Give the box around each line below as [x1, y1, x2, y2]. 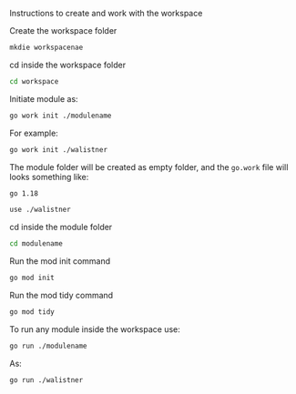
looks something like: [9, 171, 89, 182]
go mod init [9, 273, 55, 283]
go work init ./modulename [9, 111, 112, 120]
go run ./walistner [9, 375, 84, 385]
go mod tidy [9, 308, 55, 317]
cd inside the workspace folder [9, 59, 126, 70]
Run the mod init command [9, 256, 111, 267]
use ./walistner [9, 205, 71, 215]
